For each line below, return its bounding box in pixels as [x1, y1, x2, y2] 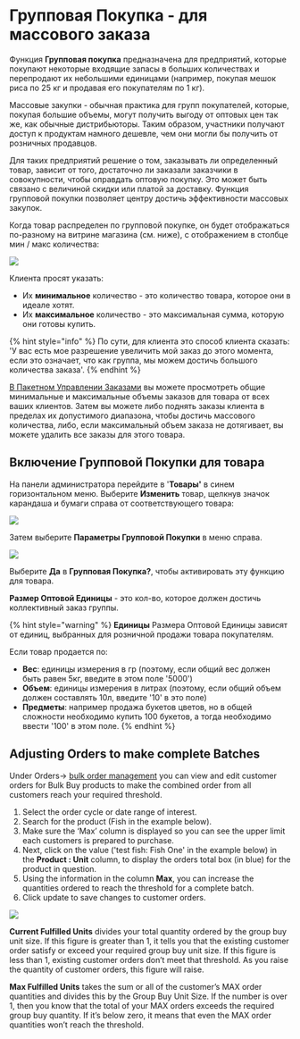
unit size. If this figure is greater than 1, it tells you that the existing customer [9, 935, 290, 946]
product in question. [21, 863, 96, 874]
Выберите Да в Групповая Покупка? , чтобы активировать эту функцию [9, 566, 285, 576]
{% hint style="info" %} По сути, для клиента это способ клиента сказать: [9, 336, 290, 347]
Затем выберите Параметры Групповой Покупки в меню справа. [9, 532, 263, 542]
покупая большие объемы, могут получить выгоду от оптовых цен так [9, 109, 279, 120]
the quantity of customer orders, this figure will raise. [9, 964, 204, 975]
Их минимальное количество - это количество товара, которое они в [21, 289, 291, 300]
